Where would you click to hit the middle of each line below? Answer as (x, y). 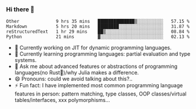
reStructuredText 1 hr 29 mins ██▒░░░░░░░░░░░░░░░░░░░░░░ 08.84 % (98, 32)
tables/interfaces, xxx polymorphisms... (62, 100)
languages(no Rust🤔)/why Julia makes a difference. (77, 73)
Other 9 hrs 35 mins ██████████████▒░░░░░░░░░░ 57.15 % (98, 22)
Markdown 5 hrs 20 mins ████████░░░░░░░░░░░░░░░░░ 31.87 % (98, 27)
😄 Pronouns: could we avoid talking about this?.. (73, 79)
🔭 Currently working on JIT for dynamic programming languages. (93, 48)
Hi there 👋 (20, 9)
